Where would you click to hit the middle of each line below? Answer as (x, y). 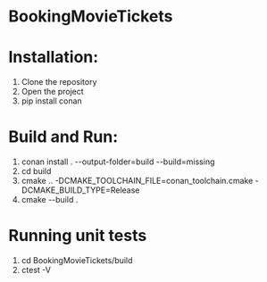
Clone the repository (59, 82)
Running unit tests (78, 236)
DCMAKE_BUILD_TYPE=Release (80, 190)
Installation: (54, 58)
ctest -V (36, 270)
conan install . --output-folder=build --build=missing (118, 162)
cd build (36, 171)
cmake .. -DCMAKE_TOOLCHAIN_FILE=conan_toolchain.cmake (137, 181)
